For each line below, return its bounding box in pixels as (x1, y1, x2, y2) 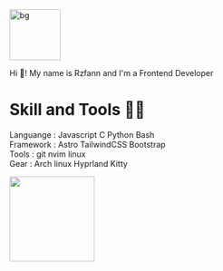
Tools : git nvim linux (9, 149, 86, 160)
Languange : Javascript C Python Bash (9, 129, 155, 140)
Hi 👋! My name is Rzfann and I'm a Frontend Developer (9, 68, 214, 78)
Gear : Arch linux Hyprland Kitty (9, 158, 129, 169)
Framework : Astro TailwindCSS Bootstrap (9, 139, 166, 150)
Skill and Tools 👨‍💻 (9, 100, 146, 121)
